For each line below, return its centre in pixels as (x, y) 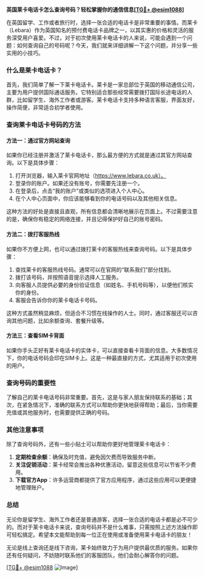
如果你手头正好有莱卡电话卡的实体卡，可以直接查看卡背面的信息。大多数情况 (102, 350)
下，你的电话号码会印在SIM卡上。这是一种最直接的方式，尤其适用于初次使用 (102, 358)
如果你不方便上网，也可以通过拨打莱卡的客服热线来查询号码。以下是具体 (97, 249)
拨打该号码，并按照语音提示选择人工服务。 (68, 277)
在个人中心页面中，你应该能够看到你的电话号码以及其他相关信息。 (97, 199)
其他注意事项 (25, 430)
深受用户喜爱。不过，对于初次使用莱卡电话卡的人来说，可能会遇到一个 (99, 38)
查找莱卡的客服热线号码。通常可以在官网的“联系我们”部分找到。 (95, 269)
